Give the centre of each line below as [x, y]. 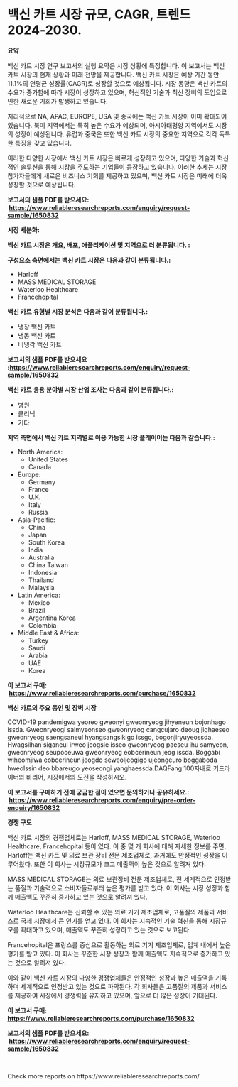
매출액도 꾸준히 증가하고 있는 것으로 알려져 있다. [81, 897]
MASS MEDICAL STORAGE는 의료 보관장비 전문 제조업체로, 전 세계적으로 [110, 879]
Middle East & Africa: [48, 633]
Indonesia [43, 572]
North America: [40, 452]
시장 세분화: [24, 230]
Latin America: [39, 595]
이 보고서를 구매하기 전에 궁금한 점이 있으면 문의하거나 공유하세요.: [98, 792]
